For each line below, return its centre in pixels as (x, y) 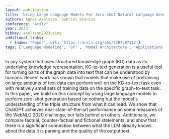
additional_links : (24, 38)
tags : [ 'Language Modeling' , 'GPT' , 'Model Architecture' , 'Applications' (85, 47)
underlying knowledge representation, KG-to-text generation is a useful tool (84, 67)
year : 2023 (17, 29)
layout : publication (27, 10)
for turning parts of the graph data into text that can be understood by (77, 72)
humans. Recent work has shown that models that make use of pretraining (82, 77)
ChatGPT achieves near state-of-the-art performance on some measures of (84, 109)
